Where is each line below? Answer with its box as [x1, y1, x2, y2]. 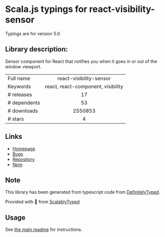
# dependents [7, 99, 41, 106]
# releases [7, 91, 32, 98]
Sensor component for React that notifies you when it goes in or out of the [5, 58, 158, 64]
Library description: [5, 45, 68, 53]
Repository [12, 156, 35, 162]
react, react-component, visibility [45, 83, 123, 90]
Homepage [12, 146, 36, 152]
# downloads [7, 107, 38, 114]
